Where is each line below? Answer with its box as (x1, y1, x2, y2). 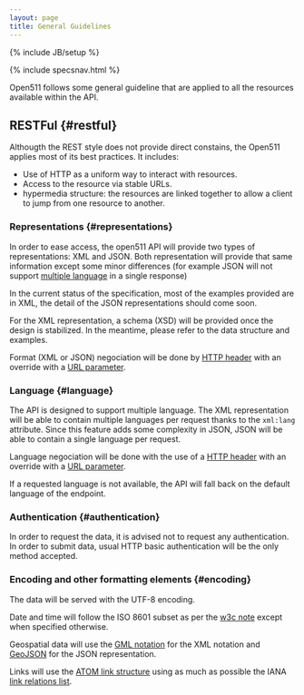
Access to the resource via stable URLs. (22, 179, 172, 190)
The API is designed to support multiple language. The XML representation (9, 405, 289, 416)
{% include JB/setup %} (9, 46, 100, 57)
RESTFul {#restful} (9, 117, 118, 132)
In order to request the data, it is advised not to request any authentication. (9, 532, 289, 543)
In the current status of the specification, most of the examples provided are (9, 288, 295, 299)
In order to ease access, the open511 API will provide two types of (9, 241, 256, 252)
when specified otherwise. (9, 621, 109, 631)
